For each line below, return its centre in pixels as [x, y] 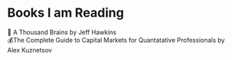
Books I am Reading [66, 13]
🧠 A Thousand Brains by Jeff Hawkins [62, 32]
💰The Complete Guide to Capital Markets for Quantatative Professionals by [116, 40]
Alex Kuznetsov [30, 50]
